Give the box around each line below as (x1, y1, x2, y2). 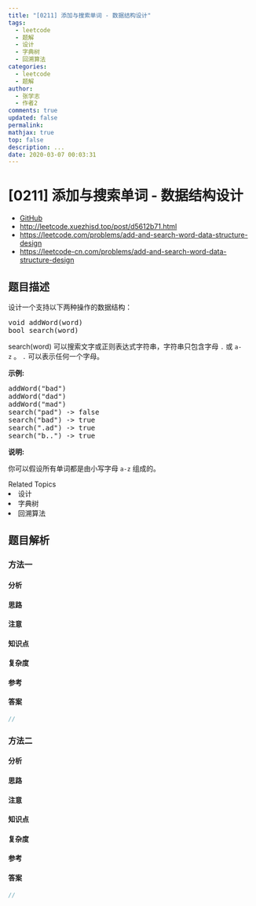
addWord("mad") (8, 400, 67, 409)
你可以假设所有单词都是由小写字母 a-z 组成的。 (8, 464, 161, 473)
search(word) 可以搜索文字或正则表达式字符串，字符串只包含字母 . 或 (8, 342, 233, 351)
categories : (8, 63, 47, 71)
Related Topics (8, 479, 57, 489)
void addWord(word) (8, 318, 83, 327)
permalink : (8, 121, 44, 129)
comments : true (8, 107, 58, 115)
